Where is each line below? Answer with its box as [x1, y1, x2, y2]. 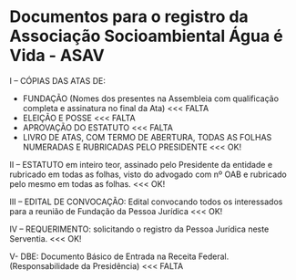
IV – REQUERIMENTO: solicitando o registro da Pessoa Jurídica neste [9, 223, 270, 234]
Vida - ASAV [9, 46, 105, 66]
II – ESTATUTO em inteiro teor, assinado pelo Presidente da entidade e [9, 159, 273, 170]
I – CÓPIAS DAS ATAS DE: [9, 75, 107, 86]
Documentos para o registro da [9, 6, 249, 27]
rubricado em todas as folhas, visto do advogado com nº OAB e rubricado [9, 169, 287, 180]
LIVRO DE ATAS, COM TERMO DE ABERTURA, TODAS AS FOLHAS [22, 131, 272, 142]
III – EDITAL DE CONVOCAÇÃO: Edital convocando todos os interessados [9, 196, 283, 207]
